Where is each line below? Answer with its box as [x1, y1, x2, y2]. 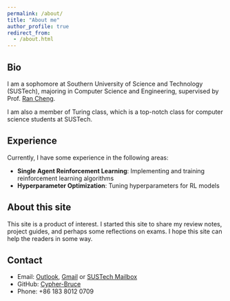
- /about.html [13, 36, 54, 43]
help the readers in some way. [7, 234, 93, 242]
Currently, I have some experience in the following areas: [7, 153, 169, 162]
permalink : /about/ [7, 10, 63, 17]
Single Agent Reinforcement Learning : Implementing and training [17, 166, 205, 175]
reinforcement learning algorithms [17, 174, 114, 182]
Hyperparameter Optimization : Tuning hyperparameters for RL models [17, 181, 220, 190]
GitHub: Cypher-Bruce [17, 280, 81, 289]
